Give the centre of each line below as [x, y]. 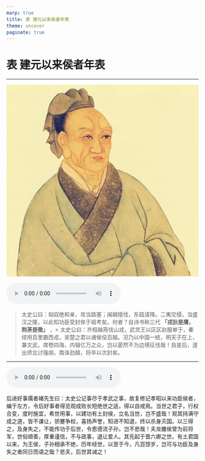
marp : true [20, 13]
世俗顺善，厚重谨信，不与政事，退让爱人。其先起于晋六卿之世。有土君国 [108, 436]
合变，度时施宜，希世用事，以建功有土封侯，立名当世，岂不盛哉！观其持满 [100, 413]
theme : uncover [26, 26]
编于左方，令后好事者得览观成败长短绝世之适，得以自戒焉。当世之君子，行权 [103, 406]
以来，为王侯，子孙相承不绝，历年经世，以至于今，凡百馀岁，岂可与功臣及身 [103, 444]
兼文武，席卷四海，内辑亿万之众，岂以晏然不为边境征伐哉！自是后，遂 [110, 345]
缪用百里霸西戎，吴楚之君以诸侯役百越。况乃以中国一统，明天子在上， [110, 337]
